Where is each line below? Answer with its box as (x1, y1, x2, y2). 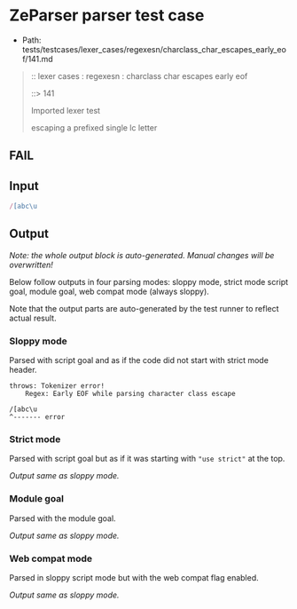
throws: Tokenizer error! (9, 382, 105, 391)
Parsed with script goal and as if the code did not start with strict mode (9, 355, 269, 366)
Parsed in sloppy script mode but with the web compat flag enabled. (9, 573, 259, 583)
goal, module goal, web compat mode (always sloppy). (9, 286, 210, 297)
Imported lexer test (30, 105, 100, 115)
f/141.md (21, 53, 53, 64)
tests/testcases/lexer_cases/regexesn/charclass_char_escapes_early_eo (21, 43, 286, 54)
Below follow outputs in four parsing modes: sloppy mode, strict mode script (9, 276, 289, 287)
